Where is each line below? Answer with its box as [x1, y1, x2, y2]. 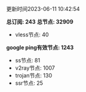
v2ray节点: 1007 [15, 64, 55, 71]
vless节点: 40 [15, 31, 49, 38]
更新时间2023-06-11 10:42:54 [6, 5, 80, 12]
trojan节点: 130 [15, 72, 53, 79]
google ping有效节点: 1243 [6, 44, 74, 51]
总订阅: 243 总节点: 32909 [6, 18, 74, 25]
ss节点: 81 [15, 57, 41, 64]
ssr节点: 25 [15, 79, 44, 87]
